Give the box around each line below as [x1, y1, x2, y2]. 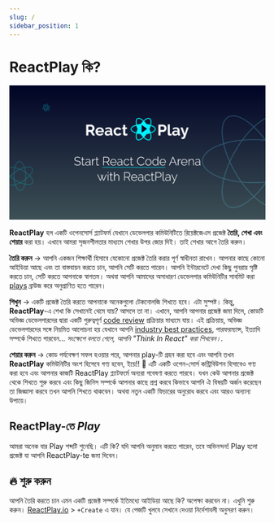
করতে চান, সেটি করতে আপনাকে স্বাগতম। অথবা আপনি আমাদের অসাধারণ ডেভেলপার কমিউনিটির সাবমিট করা [9, 271, 255, 281]
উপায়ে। [9, 395, 28, 405]
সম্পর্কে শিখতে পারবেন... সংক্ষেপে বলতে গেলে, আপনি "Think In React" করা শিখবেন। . [9, 333, 224, 343]
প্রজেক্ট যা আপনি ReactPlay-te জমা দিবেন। [9, 450, 120, 460]
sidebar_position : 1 [9, 21, 80, 30]
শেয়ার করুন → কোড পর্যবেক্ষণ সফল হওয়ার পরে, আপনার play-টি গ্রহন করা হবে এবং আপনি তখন [9, 350, 234, 360]
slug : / [9, 13, 36, 21]
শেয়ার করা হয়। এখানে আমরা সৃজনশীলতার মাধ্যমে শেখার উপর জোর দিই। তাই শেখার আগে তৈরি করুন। [9, 237, 247, 246]
